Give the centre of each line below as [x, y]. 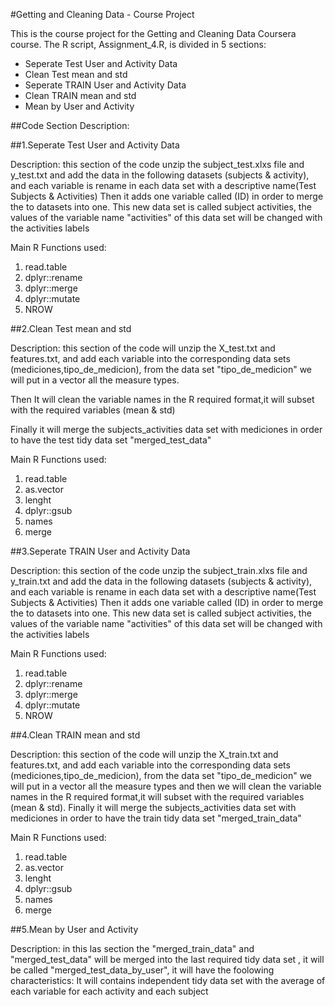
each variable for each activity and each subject [109, 991]
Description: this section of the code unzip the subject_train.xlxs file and [159, 570]
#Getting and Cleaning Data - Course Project [102, 14]
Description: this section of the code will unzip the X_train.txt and [144, 754]
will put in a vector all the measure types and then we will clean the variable [166, 786]
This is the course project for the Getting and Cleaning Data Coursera [153, 33]
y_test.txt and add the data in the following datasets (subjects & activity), [160, 175]
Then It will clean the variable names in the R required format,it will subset [162, 399]
